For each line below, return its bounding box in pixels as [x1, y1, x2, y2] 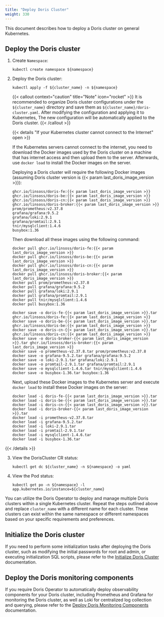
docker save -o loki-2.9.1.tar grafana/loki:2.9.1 [12, 358, 118, 363]
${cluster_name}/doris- [102, 105, 151, 110]
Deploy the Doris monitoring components [5, 573, 134, 582]
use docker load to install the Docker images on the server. [12, 160, 131, 166]
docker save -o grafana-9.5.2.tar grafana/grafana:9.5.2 [12, 353, 131, 358]
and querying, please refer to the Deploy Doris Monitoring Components [5, 602, 149, 608]
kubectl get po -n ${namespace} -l [12, 483, 85, 487]
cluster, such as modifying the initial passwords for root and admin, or [5, 549, 146, 555]
